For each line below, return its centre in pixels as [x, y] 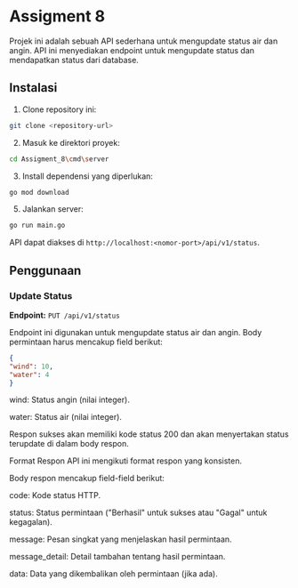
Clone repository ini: [59, 109]
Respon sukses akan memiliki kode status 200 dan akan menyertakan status [149, 434]
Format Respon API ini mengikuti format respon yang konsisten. [126, 461]
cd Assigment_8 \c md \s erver [59, 159]
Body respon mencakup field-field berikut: [87, 479]
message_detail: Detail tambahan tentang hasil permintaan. [117, 557]
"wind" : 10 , [31, 366]
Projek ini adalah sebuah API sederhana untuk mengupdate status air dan [144, 41]
